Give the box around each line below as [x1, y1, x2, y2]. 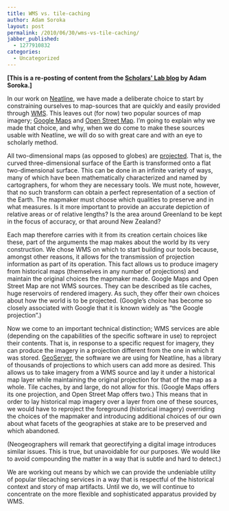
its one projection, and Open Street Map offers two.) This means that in [7, 390, 208, 398]
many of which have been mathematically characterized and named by [7, 173, 208, 182]
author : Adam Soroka [7, 17, 67, 23]
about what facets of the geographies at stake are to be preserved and [7, 419, 207, 427]
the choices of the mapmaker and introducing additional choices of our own [7, 412, 221, 420]
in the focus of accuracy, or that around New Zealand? [7, 217, 161, 226]
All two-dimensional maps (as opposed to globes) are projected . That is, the [7, 151, 222, 160]
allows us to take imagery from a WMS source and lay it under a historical [7, 368, 215, 376]
